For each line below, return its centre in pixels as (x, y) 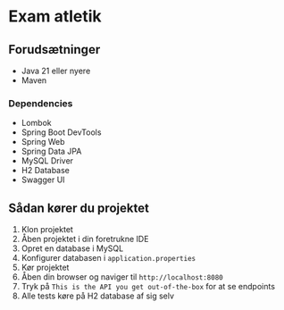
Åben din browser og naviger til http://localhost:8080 (122, 277)
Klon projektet (47, 230)
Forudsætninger (54, 50)
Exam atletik (55, 17)
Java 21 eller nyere (56, 71)
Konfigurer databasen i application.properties (109, 258)
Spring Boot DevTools (61, 132)
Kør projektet (45, 268)
